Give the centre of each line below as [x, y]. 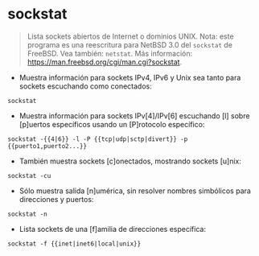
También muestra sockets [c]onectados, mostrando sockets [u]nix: [130, 161]
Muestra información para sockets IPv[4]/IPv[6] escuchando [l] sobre [134, 116]
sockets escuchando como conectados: [85, 86]
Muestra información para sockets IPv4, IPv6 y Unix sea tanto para [130, 77]
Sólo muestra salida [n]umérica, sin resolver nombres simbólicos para [135, 191]
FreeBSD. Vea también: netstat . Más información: [110, 53]
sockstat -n [27, 214]
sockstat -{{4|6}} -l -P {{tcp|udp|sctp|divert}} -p [98, 139]
